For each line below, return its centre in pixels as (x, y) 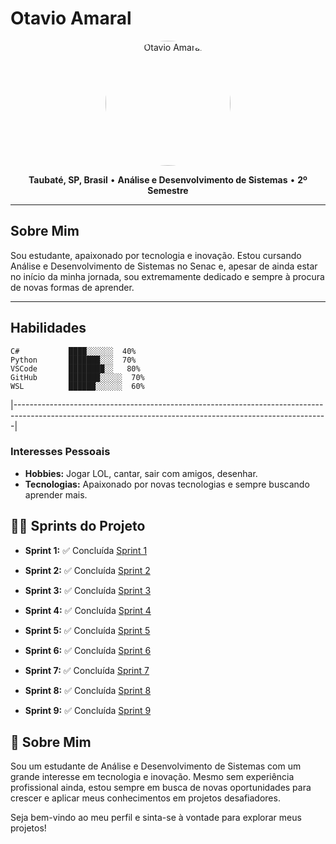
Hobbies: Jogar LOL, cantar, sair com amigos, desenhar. (141, 473)
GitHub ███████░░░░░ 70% (77, 377)
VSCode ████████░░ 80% (75, 368)
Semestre (168, 190)
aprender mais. (56, 494)
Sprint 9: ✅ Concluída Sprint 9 (88, 710)
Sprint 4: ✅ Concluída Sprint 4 (88, 610)
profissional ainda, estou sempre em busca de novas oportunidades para (161, 788)
